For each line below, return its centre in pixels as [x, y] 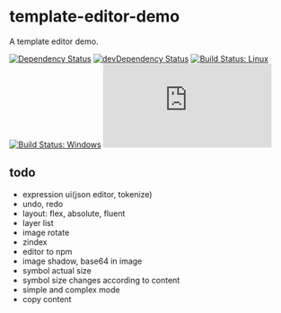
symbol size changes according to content [101, 280]
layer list [38, 222]
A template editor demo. [54, 41]
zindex [35, 242]
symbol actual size [57, 270]
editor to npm [47, 251]
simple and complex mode [71, 290]
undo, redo [43, 204]
